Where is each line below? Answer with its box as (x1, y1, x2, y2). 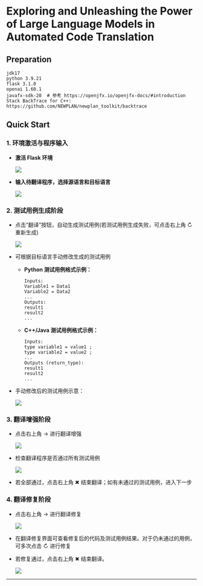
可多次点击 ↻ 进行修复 (14, 542, 71, 550)
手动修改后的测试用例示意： (14, 387, 85, 394)
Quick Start (6, 120, 50, 130)
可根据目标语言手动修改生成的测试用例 (14, 253, 111, 260)
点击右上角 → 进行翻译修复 (14, 510, 82, 517)
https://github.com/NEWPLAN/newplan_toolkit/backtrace (6, 103, 147, 109)
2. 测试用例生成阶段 (6, 206, 63, 215)
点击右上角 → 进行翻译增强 (14, 430, 82, 437)
